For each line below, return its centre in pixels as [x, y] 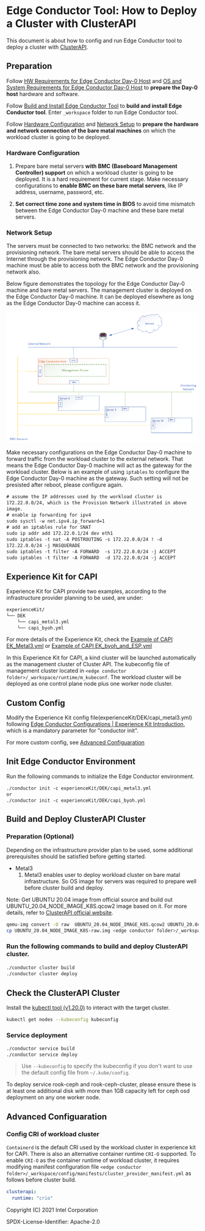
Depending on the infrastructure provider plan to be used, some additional [100, 850]
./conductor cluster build [41, 968]
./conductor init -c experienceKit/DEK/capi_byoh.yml [76, 801]
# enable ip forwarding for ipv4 [49, 515]
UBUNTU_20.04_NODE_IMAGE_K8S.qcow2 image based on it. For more [97, 906]
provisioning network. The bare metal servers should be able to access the [100, 252]
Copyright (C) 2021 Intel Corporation [52, 1210]
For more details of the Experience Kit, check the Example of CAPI [89, 639]
